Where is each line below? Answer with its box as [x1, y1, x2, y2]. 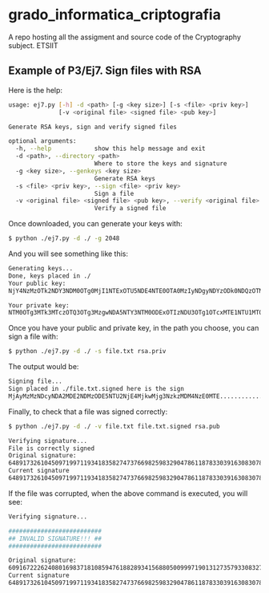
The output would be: [8, 362, 79, 372]
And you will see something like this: [8, 249, 129, 258]
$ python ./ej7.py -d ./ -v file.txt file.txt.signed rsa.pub [8, 422, 220, 430]
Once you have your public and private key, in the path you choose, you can [8, 323, 259, 333]
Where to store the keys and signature [94, 160, 227, 168]
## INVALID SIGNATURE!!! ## [8, 534, 102, 542]
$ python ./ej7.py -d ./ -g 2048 [8, 234, 120, 242]
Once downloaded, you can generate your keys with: [8, 219, 183, 229]
